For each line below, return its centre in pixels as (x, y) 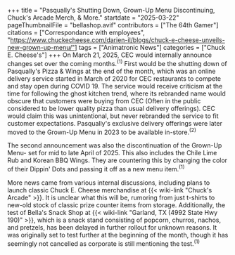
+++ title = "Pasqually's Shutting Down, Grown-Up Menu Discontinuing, (111, 10)
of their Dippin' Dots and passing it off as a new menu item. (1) (96, 168)
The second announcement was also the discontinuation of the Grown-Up (115, 145)
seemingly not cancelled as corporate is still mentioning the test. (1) (104, 243)
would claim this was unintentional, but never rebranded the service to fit (113, 116)
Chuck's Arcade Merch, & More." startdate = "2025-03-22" (93, 18)
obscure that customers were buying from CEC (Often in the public (104, 100)
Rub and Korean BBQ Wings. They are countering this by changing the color (117, 160)
